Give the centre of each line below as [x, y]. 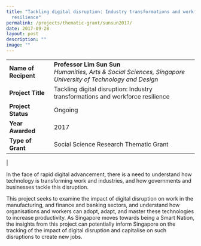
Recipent [22, 75]
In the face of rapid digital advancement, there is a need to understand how [99, 174]
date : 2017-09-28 [28, 28]
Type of [20, 140]
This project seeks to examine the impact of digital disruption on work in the [100, 198]
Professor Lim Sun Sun [87, 64]
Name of [22, 68]
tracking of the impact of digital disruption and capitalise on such [86, 230]
